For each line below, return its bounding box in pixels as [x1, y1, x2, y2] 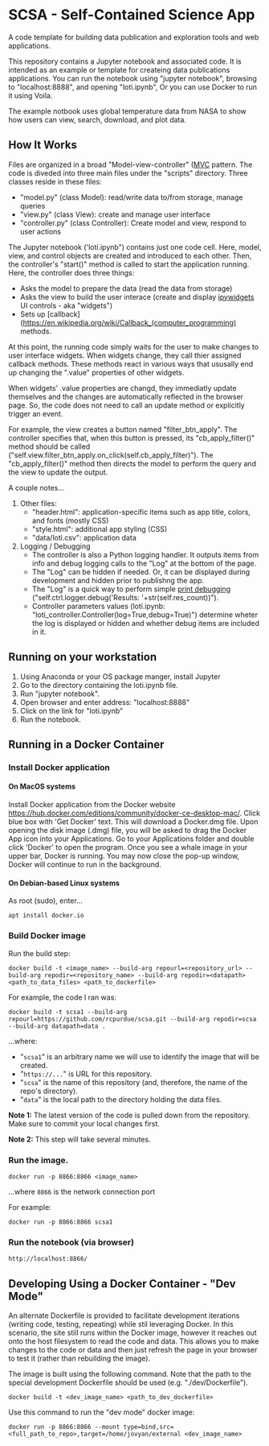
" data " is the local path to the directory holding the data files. [19, 1094, 222, 1104]
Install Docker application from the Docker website [8, 800, 176, 810]
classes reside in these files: [8, 176, 102, 186]
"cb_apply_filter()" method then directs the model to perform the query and [8, 458, 257, 468]
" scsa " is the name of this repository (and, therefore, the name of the [19, 1077, 248, 1087]
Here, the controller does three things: [8, 267, 135, 277]
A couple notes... [8, 483, 65, 492]
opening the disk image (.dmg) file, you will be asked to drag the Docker [8, 826, 247, 835]
